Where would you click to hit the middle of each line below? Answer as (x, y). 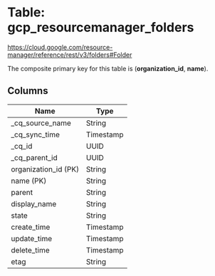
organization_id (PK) (45, 169)
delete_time (30, 250)
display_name (34, 203)
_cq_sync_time (36, 134)
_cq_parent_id (35, 157)
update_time (32, 238)
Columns (28, 91)
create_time (31, 227)
